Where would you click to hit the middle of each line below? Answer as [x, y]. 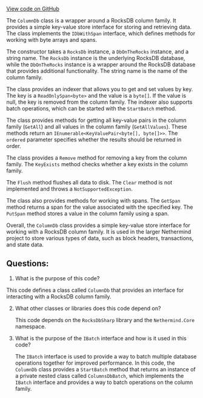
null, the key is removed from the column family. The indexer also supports [99, 102]
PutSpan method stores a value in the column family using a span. [88, 214]
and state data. [25, 245]
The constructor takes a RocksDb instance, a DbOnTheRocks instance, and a [98, 52]
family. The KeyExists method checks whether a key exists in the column [97, 164]
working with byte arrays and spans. [52, 40]
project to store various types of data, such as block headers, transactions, [100, 238]
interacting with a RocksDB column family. [59, 296]
